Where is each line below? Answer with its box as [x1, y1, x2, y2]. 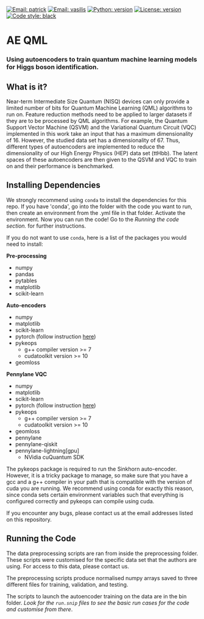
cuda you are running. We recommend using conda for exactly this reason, [6, 484, 194, 492]
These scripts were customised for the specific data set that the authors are [6, 556, 197, 563]
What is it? [6, 82, 47, 92]
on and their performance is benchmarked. [6, 162, 114, 170]
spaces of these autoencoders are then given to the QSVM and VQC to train [6, 156, 197, 163]
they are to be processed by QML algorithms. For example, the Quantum [6, 117, 188, 124]
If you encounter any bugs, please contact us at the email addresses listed [6, 509, 193, 517]
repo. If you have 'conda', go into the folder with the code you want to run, [6, 203, 193, 210]
